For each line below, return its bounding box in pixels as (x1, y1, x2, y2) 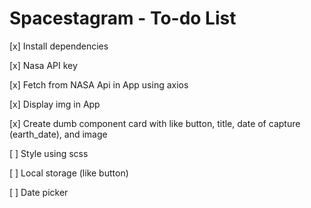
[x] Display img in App (9, 98, 101, 110)
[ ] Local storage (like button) (9, 167, 129, 179)
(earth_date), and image (9, 128, 108, 140)
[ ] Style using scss (9, 147, 89, 159)
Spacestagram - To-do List (9, 7, 237, 30)
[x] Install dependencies (9, 40, 109, 52)
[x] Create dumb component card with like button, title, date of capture (9, 117, 301, 129)
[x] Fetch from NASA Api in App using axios (9, 78, 189, 91)
